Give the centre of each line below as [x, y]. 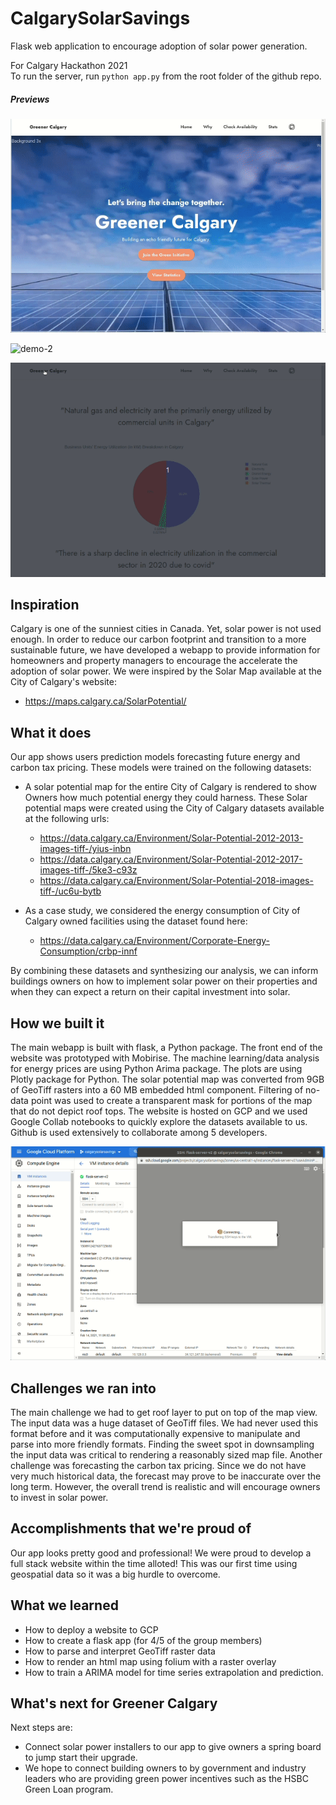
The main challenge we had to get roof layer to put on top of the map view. [164, 1413]
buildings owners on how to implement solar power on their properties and [164, 981]
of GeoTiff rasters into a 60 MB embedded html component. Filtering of [157, 1089]
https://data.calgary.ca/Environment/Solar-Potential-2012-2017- [171, 859]
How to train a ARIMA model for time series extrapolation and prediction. [174, 1672]
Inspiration [45, 604]
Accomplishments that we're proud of [131, 1528]
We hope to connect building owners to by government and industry [165, 1768]
